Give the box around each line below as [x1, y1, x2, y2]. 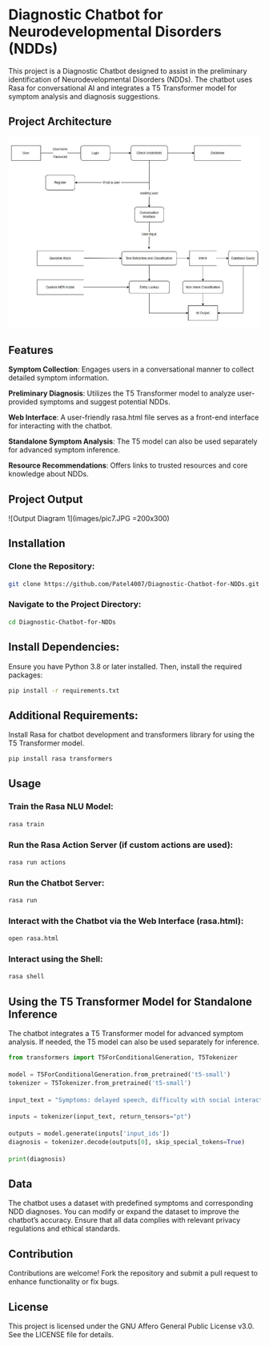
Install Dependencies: [8, 641, 120, 654]
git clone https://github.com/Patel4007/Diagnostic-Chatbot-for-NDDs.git [8, 580, 260, 588]
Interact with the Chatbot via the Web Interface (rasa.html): [8, 915, 244, 926]
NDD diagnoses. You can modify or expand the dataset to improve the [8, 1207, 239, 1216]
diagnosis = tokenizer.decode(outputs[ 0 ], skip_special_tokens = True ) [8, 1138, 246, 1146]
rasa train [8, 820, 45, 828]
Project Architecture [8, 115, 112, 129]
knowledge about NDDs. [8, 469, 90, 479]
